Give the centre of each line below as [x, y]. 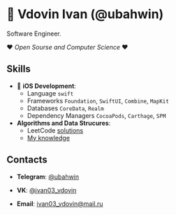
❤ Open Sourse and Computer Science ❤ [67, 47]
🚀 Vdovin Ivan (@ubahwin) [85, 14]
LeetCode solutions [55, 130]
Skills [19, 69]
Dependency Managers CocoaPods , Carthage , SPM [96, 115]
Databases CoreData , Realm [65, 108]
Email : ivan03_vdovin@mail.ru [60, 203]
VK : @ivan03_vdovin [46, 190]
